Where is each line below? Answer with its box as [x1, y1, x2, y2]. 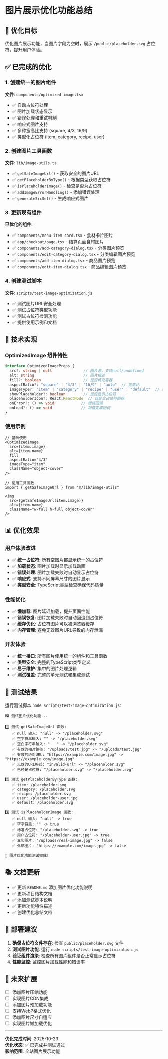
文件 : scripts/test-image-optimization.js [5, 290, 93, 296]
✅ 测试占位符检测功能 [12, 313, 57, 319]
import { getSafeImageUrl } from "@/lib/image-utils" [5, 485, 120, 490]
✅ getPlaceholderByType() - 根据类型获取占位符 [12, 176, 111, 182]
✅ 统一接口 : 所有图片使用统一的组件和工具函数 [12, 653, 108, 659]
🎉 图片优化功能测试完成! [5, 853, 49, 858]
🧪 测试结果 [5, 688, 37, 696]
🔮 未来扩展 [5, 975, 37, 983]
